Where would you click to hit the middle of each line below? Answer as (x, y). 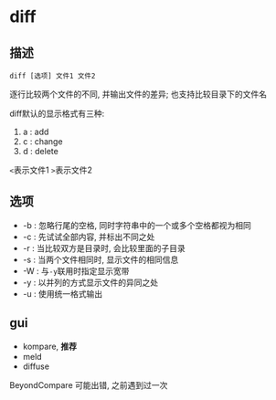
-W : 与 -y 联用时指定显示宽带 (76, 270)
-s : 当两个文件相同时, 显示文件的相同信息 (101, 259)
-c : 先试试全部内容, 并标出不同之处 (89, 237)
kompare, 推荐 (50, 346)
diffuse (36, 366)
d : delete (41, 151)
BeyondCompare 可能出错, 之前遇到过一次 (89, 384)
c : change (42, 142)
